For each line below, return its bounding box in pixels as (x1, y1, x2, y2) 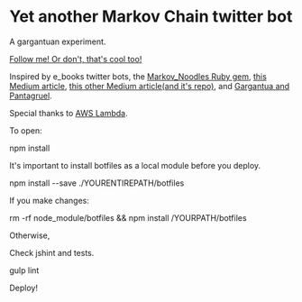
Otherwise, (9, 230, 50, 241)
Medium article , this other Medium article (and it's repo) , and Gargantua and (9, 80, 290, 91)
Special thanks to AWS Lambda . (9, 107, 128, 118)
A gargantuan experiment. (9, 36, 106, 47)
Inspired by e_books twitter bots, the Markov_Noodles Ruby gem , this (9, 70, 268, 82)
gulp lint (9, 264, 40, 276)
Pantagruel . (9, 90, 52, 101)
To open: (9, 124, 42, 136)
